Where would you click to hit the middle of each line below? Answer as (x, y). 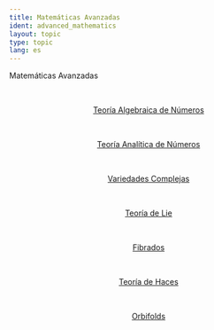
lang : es (25, 51)
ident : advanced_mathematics (63, 26)
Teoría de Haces (149, 282)
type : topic (31, 42)
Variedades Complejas (149, 179)
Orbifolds (149, 317)
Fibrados (149, 247)
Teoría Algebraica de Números (149, 110)
